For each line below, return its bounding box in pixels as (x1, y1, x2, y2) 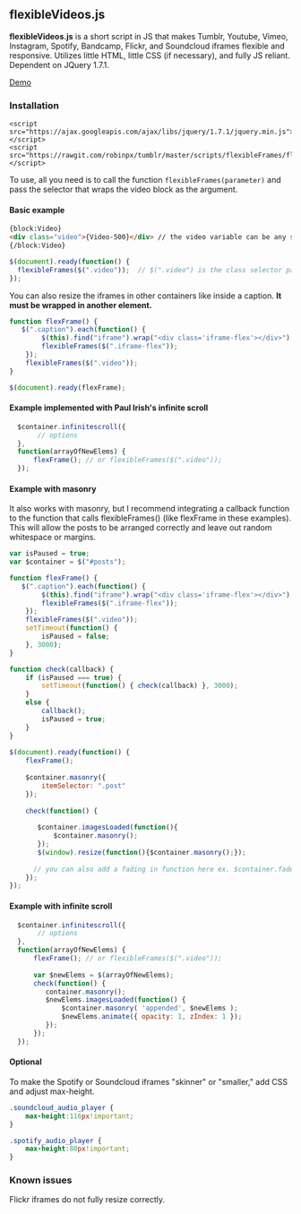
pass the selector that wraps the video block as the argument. (9, 184, 238, 195)
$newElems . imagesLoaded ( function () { (45, 995, 186, 1004)
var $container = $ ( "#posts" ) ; (9, 557, 126, 567)
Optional (9, 1056, 42, 1067)
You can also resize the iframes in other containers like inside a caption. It (9, 290, 282, 301)
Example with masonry (9, 483, 97, 494)
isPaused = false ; (41, 632, 110, 641)
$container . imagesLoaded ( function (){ (37, 823, 178, 832)
